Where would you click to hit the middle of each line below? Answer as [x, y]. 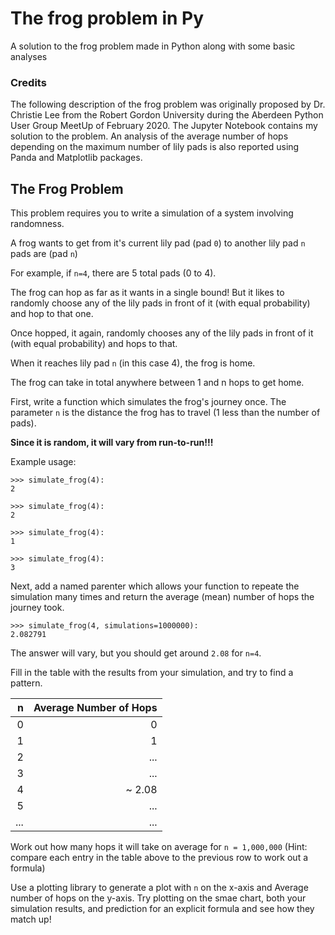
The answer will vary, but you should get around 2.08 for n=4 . [136, 653]
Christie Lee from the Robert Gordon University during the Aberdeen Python [167, 115]
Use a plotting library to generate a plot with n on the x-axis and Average [159, 888]
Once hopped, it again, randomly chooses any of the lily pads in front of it [162, 333]
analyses [29, 56]
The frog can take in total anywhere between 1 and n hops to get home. [157, 383]
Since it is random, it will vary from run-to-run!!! [112, 443]
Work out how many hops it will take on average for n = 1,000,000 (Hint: [159, 847]
